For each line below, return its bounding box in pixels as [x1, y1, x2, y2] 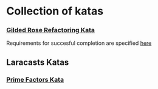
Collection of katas [6, 4, 104, 18]
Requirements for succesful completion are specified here [6, 39, 152, 47]
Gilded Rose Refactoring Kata [6, 26, 95, 35]
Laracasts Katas [6, 57, 69, 67]
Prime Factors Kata [6, 75, 64, 84]
